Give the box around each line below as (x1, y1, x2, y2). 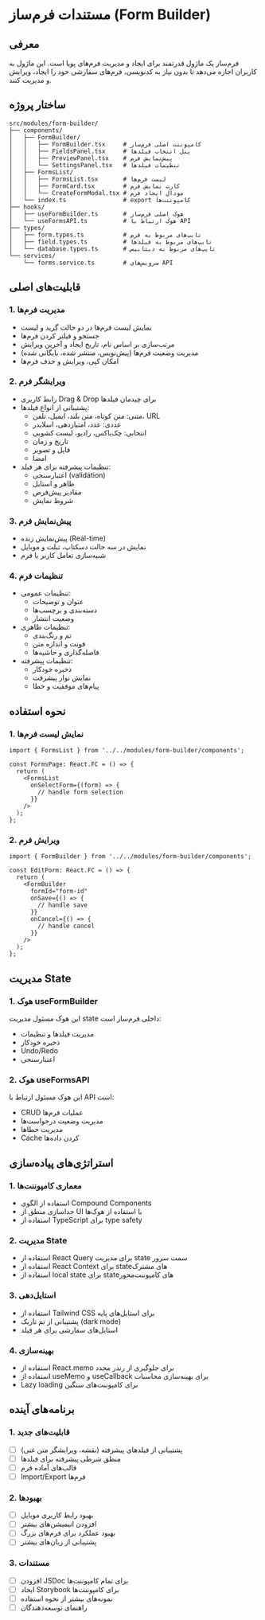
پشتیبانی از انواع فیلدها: (20, 402, 90, 412)
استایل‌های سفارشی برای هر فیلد (20, 1325, 119, 1334)
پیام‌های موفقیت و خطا (32, 681, 99, 691)
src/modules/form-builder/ (9, 119, 99, 127)
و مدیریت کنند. (9, 76, 53, 84)
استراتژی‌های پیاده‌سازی (9, 1156, 114, 1169)
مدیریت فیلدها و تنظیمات (20, 1029, 95, 1039)
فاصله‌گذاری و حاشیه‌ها (32, 647, 99, 658)
